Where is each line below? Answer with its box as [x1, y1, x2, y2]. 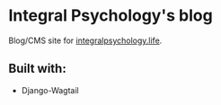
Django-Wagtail [21, 84, 79, 95]
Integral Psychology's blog [8, 5, 213, 26]
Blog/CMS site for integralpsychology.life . [8, 35, 163, 46]
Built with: [8, 61, 66, 76]
